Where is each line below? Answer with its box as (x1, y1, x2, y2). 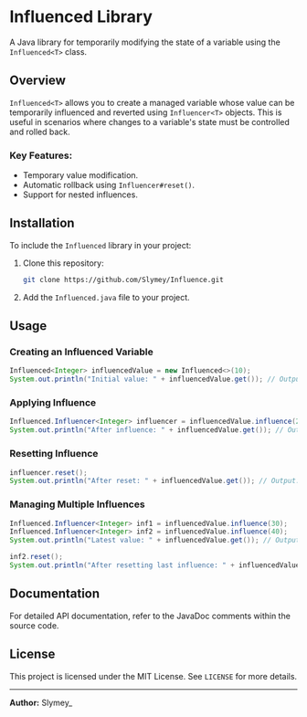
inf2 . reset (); (9, 553, 64, 562)
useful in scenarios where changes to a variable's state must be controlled (9, 116, 291, 127)
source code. (9, 619, 59, 631)
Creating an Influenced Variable (9, 345, 153, 358)
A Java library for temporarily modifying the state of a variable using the (9, 37, 281, 47)
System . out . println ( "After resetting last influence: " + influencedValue (9, 561, 301, 570)
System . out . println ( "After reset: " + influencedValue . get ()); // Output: (9, 477, 301, 486)
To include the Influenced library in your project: (9, 239, 192, 250)
